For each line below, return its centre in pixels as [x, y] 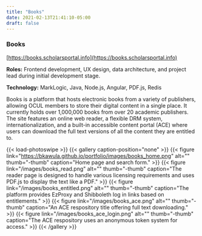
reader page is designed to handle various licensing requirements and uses [100, 175]
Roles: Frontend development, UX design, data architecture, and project [96, 69]
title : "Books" [25, 12]
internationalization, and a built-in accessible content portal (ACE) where [97, 125]
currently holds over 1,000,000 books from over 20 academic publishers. [98, 112]
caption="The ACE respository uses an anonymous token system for [92, 220]
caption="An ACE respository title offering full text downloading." [107, 207]
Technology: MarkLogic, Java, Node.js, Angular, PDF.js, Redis [84, 87]
